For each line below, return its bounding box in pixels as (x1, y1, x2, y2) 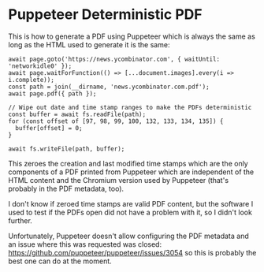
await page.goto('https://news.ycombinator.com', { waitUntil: (8, 55, 221, 63)
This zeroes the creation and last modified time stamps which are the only (8, 158, 248, 168)
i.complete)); (8, 76, 55, 84)
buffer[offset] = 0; (15, 124, 83, 132)
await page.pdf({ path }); (8, 89, 97, 98)
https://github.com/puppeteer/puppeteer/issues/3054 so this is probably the (8, 248, 257, 257)
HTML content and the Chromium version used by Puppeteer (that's (8, 175, 229, 184)
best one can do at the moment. (8, 256, 112, 266)
